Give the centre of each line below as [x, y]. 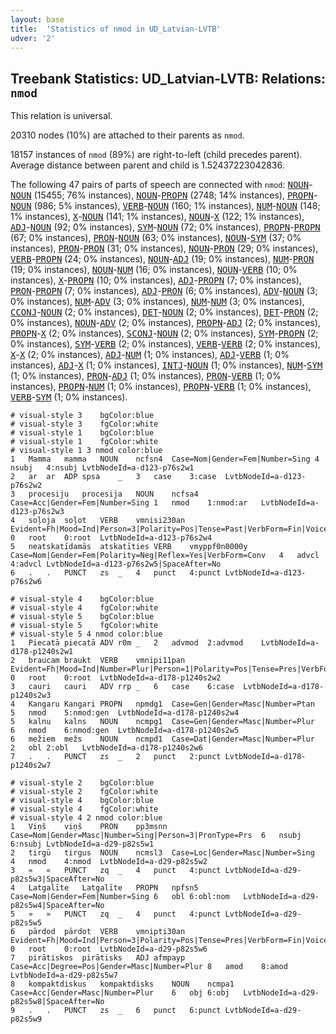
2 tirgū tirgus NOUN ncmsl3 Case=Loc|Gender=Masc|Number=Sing [162, 853]
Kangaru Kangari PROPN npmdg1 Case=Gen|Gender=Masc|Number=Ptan [171, 704]
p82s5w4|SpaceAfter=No [57, 906]
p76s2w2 [26, 486]
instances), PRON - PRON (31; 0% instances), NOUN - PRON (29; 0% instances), [164, 248]
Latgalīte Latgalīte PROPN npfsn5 [113, 888]
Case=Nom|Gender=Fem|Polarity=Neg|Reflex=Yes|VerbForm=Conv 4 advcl [165, 556]
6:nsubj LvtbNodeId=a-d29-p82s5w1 [82, 844]
